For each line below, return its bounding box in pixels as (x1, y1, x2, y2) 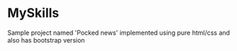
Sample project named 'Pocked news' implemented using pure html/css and (7, 28, 231, 37)
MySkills (7, 5, 60, 21)
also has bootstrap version (7, 35, 85, 44)
